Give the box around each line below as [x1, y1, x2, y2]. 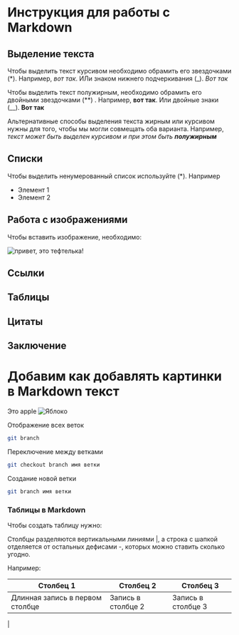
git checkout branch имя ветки [7, 461, 100, 468]
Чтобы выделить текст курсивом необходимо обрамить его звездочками [7, 67, 232, 75]
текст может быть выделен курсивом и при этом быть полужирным [7, 133, 217, 140]
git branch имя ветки [7, 487, 72, 495]
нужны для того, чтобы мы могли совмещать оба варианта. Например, [7, 125, 224, 133]
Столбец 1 [38, 581, 76, 591]
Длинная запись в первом [11, 593, 102, 603]
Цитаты [7, 315, 43, 328]
